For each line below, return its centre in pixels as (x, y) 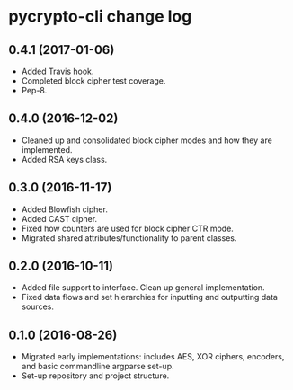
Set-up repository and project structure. (95, 376)
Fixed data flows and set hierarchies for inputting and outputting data (149, 297)
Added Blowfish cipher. (65, 209)
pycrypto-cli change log (100, 17)
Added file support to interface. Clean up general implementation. (143, 288)
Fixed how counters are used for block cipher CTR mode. (128, 228)
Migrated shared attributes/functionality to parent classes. (129, 238)
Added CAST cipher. (59, 218)
